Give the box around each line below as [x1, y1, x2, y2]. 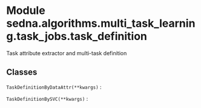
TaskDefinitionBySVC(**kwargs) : [6, 95, 88, 102]
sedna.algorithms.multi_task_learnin [6, 16, 196, 30]
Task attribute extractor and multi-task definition [6, 49, 127, 56]
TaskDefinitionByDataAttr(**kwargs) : [6, 83, 102, 90]
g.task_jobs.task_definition [6, 30, 147, 43]
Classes [6, 67, 38, 78]
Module [6, 4, 45, 18]
